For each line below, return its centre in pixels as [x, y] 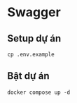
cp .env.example [31, 54]
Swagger [34, 12]
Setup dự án [34, 38]
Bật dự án [29, 76]
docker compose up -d [39, 92]
